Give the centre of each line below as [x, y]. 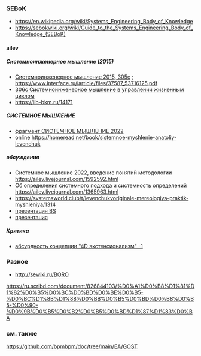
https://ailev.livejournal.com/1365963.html [67, 191]
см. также [22, 333]
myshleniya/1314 [35, 204]
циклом [25, 96]
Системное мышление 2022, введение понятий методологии [93, 173]
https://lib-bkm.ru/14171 [44, 102]
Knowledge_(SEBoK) [40, 34]
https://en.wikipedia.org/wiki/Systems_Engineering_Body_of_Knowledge [104, 22]
